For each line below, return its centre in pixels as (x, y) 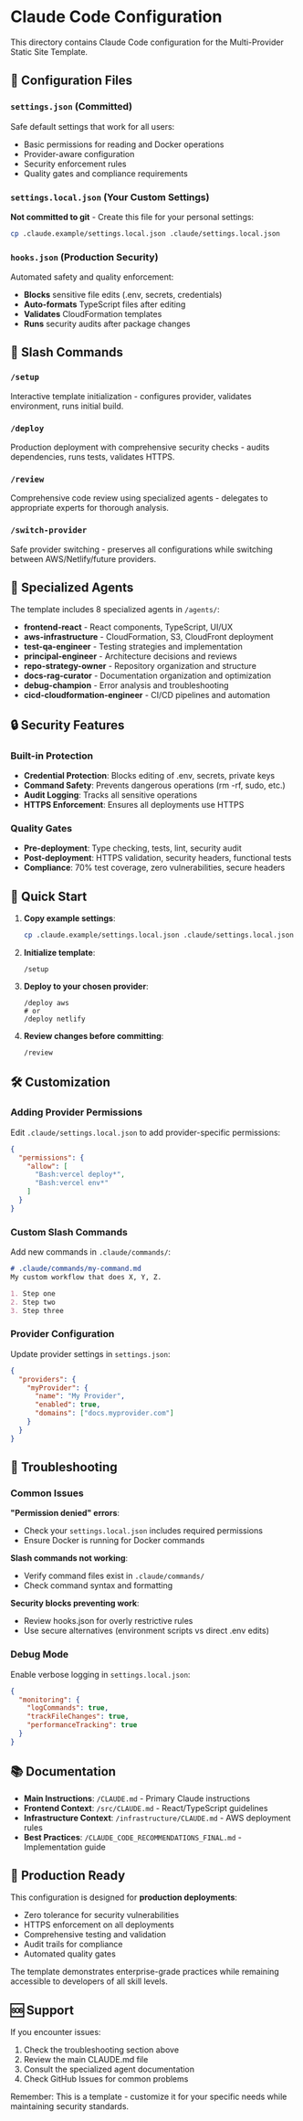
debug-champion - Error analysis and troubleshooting (126, 685)
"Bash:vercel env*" (71, 1183)
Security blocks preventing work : (75, 1603)
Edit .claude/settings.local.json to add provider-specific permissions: (146, 1132)
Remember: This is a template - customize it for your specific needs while (149, 2097)
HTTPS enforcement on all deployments (99, 1925)
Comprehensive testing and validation (95, 1935)
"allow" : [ (47, 1166)
